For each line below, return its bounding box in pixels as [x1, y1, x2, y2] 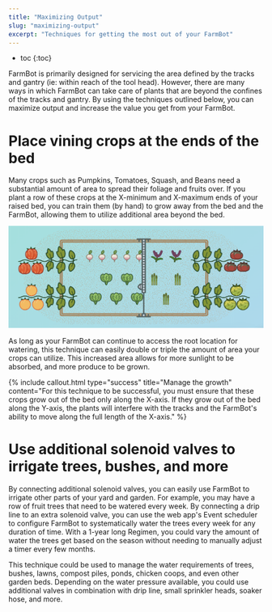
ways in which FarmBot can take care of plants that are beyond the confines [8, 86, 263, 96]
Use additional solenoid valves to [8, 441, 236, 458]
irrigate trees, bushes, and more [8, 458, 229, 475]
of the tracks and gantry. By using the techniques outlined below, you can [8, 95, 254, 104]
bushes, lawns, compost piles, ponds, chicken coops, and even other [8, 568, 240, 578]
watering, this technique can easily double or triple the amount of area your [8, 344, 260, 354]
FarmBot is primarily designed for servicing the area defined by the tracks [8, 69, 255, 78]
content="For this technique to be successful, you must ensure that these [8, 386, 254, 395]
